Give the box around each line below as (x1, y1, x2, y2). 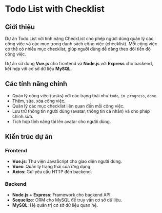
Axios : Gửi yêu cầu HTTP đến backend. (12, 169, 92, 175)
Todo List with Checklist (5, 3, 105, 15)
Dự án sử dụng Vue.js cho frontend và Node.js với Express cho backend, (5, 61, 154, 66)
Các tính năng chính (5, 80, 67, 88)
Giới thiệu (5, 23, 35, 31)
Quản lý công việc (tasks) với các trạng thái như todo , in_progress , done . (12, 92, 158, 98)
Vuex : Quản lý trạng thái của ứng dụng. (12, 163, 92, 169)
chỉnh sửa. (12, 113, 33, 119)
